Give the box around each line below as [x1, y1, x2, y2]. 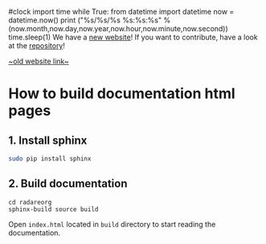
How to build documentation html [8, 84, 235, 103]
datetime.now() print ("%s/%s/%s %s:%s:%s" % [8, 15, 171, 25]
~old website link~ [8, 56, 70, 66]
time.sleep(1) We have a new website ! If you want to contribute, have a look [8, 32, 259, 42]
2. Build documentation [8, 177, 128, 191]
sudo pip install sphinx [8, 155, 92, 163]
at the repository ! [8, 41, 66, 51]
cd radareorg [8, 198, 52, 206]
